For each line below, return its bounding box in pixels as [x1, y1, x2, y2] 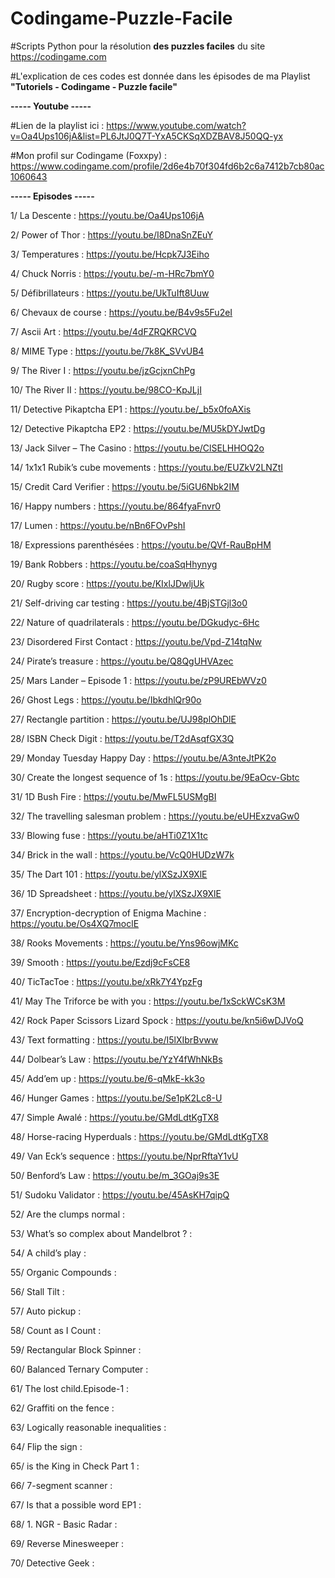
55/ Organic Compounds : [10, 1266, 117, 1278]
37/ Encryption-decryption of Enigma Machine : [10, 907, 207, 919]
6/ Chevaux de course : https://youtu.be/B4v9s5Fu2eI [10, 306, 233, 318]
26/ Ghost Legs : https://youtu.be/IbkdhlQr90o [10, 693, 202, 706]
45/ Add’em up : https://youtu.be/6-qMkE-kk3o [10, 1072, 205, 1084]
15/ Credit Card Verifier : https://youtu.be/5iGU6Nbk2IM [10, 480, 240, 492]
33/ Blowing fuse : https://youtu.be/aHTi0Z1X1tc [10, 829, 208, 841]
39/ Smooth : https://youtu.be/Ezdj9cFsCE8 [10, 956, 191, 968]
